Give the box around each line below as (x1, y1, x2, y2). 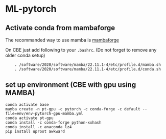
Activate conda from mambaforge (5, 24, 115, 32)
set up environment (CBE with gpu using (5, 80, 136, 89)
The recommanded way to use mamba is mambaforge (5, 37, 119, 43)
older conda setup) (5, 52, 45, 58)
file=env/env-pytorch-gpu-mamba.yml (5, 111, 83, 116)
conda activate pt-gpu (5, 115, 54, 121)
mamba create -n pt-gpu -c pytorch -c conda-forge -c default (5, 106, 140, 111)
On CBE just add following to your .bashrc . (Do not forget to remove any (5, 47, 157, 53)
